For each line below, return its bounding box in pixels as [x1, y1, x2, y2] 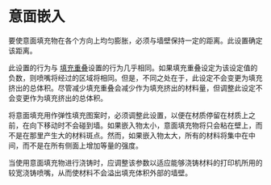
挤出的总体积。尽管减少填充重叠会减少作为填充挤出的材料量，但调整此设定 [8, 82, 256, 93]
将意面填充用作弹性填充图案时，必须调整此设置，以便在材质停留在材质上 [8, 110, 248, 120]
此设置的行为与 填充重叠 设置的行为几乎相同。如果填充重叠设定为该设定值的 [8, 62, 258, 73]
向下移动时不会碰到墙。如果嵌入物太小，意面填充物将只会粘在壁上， [29, 120, 256, 130]
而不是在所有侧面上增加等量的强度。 [22, 141, 143, 150]
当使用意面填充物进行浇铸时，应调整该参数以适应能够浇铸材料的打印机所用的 [8, 158, 263, 167]
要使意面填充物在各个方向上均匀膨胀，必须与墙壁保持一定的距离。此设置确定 [8, 36, 263, 45]
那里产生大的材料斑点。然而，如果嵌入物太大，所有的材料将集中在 [29, 130, 248, 140]
